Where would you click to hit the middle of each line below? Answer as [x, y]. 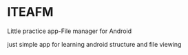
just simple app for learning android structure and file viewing [94, 44]
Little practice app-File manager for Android [70, 31]
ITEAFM [30, 12]
